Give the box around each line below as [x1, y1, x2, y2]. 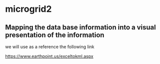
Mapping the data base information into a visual [5, 23, 156, 32]
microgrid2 [5, 3, 52, 15]
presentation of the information [5, 31, 104, 39]
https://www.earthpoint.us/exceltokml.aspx [5, 53, 93, 59]
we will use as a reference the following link [5, 44, 94, 50]
